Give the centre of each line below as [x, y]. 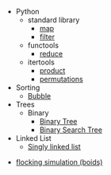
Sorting [28, 87]
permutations [61, 79]
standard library [54, 20]
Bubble [39, 96]
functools [43, 45]
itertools [41, 62]
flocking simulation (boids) [59, 162]
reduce [51, 54]
